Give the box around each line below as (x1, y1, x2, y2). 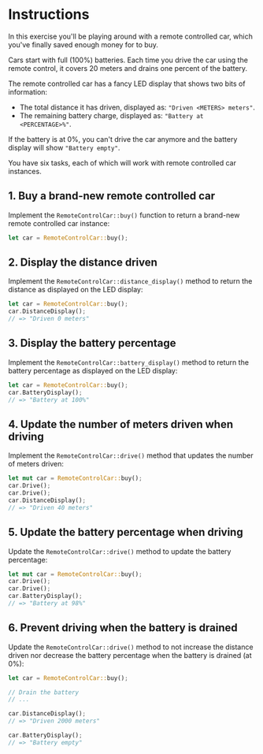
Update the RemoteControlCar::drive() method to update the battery (8, 546, 232, 556)
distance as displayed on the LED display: (8, 285, 143, 295)
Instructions (8, 6, 90, 24)
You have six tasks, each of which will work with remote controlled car (8, 158, 236, 167)
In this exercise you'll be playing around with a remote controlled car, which (8, 32, 254, 41)
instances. (8, 166, 42, 176)
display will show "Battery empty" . (8, 143, 120, 152)
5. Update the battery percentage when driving (8, 526, 243, 539)
